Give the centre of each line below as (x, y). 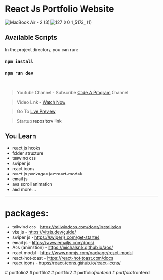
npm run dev (19, 73)
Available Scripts (31, 38)
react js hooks (26, 148)
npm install (19, 61)
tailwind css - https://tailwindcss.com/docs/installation (67, 227)
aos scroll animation (32, 184)
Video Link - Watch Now (41, 102)
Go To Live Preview (36, 111)
